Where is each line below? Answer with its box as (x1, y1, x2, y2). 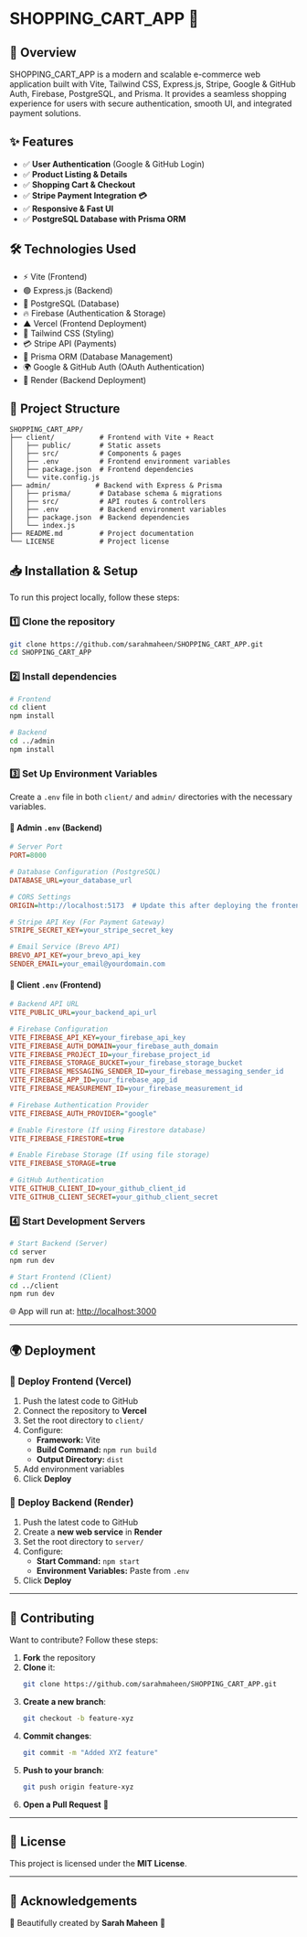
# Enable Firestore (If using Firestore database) (9, 1125, 206, 1135)
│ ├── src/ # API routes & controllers (9, 498, 206, 507)
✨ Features (9, 134, 74, 150)
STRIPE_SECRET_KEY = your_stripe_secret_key (9, 926, 174, 936)
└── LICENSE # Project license (9, 537, 170, 547)
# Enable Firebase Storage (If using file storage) (9, 1150, 210, 1160)
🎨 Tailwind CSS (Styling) (22, 327, 114, 338)
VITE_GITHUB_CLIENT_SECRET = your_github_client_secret (9, 1193, 219, 1202)
